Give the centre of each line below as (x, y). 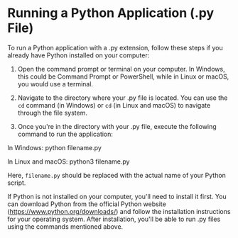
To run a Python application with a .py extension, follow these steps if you (115, 47)
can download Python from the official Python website (87, 204)
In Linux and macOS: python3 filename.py (69, 161)
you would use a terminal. (55, 84)
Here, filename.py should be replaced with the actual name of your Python (117, 175)
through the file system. (52, 113)
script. (17, 183)
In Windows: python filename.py (54, 147)
